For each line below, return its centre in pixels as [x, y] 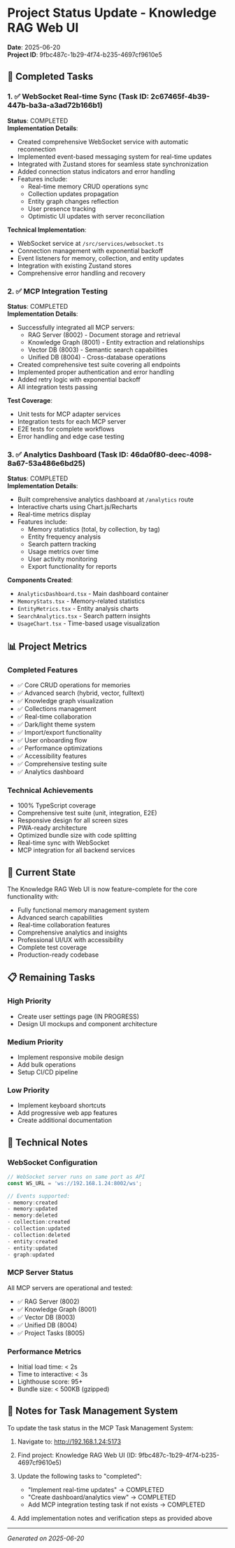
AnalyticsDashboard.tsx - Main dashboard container [93, 594]
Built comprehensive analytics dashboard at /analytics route [106, 499]
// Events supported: [39, 1196]
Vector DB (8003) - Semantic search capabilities [98, 350]
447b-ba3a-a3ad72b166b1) [55, 105]
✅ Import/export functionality [59, 732]
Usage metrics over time [63, 552]
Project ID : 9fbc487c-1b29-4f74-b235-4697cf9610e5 [85, 55]
